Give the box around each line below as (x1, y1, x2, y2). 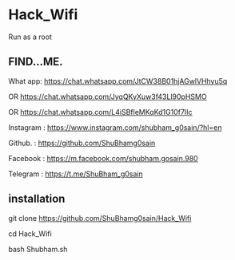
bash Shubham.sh (8, 244, 68, 254)
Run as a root (8, 32, 52, 41)
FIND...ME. (8, 55, 63, 69)
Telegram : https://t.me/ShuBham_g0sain (8, 169, 143, 179)
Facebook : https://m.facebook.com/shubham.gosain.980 (8, 153, 198, 163)
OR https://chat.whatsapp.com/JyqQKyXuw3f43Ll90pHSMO (8, 92, 207, 101)
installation (8, 192, 66, 206)
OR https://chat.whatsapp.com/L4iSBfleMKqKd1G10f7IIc (8, 107, 193, 116)
